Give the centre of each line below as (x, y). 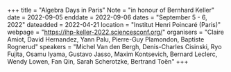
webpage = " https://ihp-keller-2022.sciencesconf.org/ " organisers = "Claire (115, 32)
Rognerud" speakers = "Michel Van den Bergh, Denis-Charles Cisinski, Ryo (114, 47)
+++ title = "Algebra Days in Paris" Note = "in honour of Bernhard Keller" (111, 10)
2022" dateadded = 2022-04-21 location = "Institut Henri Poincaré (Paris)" (114, 25)
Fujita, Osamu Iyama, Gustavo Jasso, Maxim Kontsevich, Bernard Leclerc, (112, 54)
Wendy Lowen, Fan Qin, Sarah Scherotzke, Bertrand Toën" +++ (98, 61)
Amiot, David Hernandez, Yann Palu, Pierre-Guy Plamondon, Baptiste (106, 39)
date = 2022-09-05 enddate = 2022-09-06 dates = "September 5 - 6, (108, 17)
